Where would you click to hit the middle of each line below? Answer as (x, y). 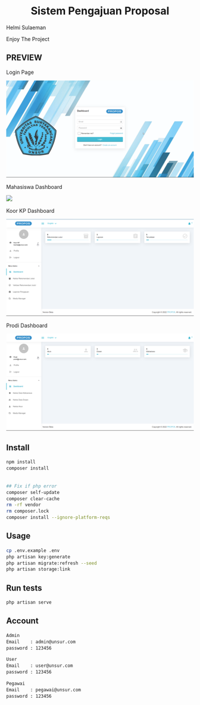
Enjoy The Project (28, 39)
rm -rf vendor (24, 505)
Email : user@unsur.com (40, 666)
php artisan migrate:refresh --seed (51, 563)
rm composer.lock (28, 511)
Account (22, 621)
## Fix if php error (32, 486)
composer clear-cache (33, 499)
